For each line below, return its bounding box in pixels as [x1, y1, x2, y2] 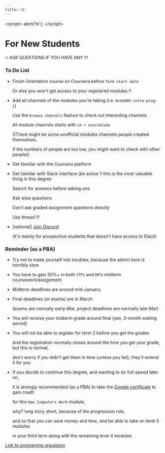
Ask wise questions [12, 195, 52, 201]
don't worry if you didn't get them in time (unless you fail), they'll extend [12, 354, 159, 361]
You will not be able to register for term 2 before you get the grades [12, 330, 149, 336]
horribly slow [12, 262, 39, 268]
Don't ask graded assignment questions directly [12, 205, 110, 210]
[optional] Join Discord [12, 223, 59, 230]
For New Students [5, 38, 80, 49]
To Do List [5, 67, 30, 74]
